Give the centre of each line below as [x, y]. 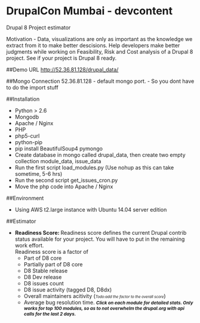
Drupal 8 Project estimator [39, 27]
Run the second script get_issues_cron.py [66, 180]
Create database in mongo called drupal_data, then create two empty [100, 155]
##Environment [25, 198]
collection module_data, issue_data [58, 161]
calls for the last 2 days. [50, 314]
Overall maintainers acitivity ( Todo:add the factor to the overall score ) [95, 296]
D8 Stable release [46, 271]
